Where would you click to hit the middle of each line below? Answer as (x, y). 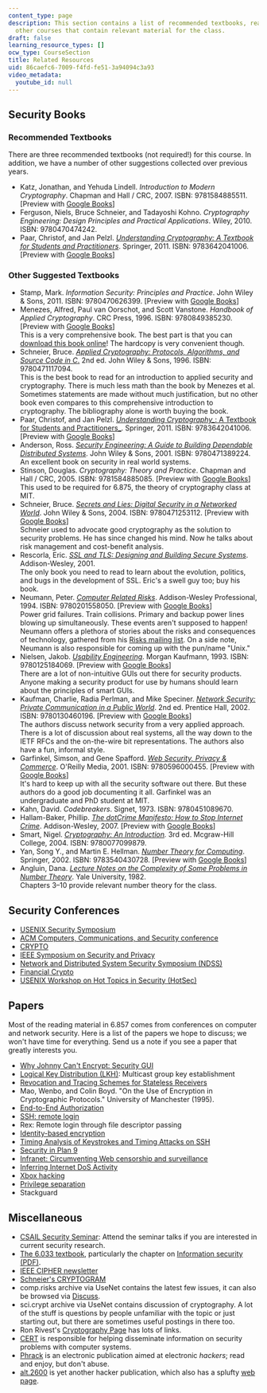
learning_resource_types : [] (56, 45)
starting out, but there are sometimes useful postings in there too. (127, 1321)
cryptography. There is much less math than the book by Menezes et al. (137, 386)
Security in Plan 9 (48, 1150)
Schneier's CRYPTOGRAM (63, 1279)
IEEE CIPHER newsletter (59, 1270)
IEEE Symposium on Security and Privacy (87, 955)
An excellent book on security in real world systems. (105, 462)
